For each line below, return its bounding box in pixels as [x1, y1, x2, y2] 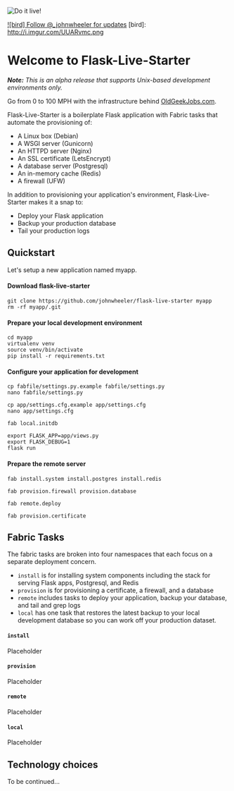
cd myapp [7, 334, 33, 341]
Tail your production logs [17, 226, 90, 235]
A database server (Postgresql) [17, 161, 108, 170]
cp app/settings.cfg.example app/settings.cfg [7, 402, 146, 409]
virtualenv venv [7, 341, 55, 348]
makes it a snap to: [28, 197, 84, 206]
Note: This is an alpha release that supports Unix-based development [7, 75, 211, 84]
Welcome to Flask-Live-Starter [7, 53, 191, 68]
